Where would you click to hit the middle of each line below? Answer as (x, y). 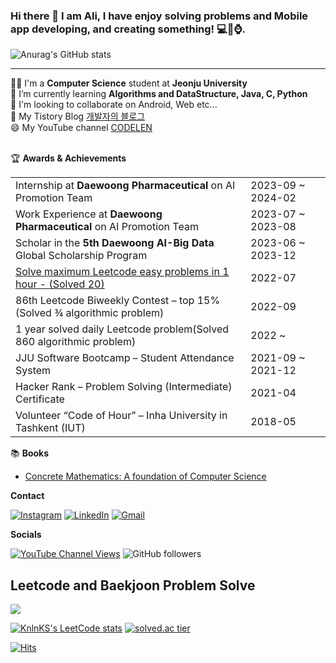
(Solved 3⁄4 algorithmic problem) (90, 313)
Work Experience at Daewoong (89, 214)
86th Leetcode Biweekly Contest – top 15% (118, 301)
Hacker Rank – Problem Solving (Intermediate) (124, 387)
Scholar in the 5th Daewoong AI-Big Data (115, 243)
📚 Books (30, 453)
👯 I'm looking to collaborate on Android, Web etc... (114, 105)
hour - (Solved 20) (60, 284)
